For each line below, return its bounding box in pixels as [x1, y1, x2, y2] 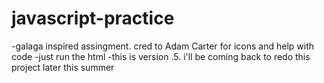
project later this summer [11, 61, 115, 73]
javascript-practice [11, 7, 175, 30]
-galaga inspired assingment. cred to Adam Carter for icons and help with [11, 40, 314, 52]
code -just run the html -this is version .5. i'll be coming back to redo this [11, 50, 311, 62]
